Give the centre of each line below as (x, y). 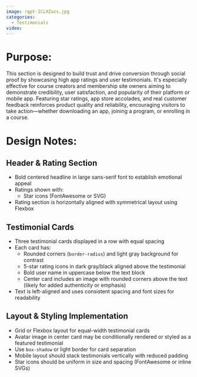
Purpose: (29, 57)
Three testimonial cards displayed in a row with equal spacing (89, 241)
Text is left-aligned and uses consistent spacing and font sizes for (94, 291)
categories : (21, 17)
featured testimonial (39, 343)
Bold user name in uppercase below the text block (84, 273)
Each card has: (33, 247)
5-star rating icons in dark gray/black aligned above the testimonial (104, 266)
